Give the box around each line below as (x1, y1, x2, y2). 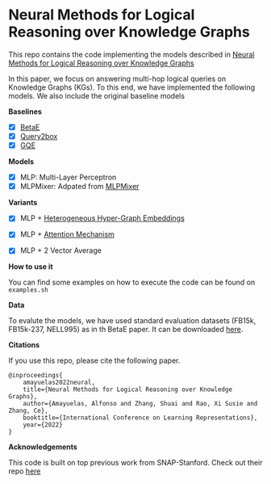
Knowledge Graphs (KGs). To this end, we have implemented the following (8, 82, 256, 92)
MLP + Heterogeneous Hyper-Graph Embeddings (19, 213, 186, 223)
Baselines (8, 107, 43, 116)
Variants (8, 198, 38, 208)
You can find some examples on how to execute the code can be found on (8, 277, 256, 288)
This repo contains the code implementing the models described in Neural (8, 49, 255, 59)
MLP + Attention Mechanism (19, 229, 115, 239)
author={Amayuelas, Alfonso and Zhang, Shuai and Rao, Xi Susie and (23, 400, 258, 408)
